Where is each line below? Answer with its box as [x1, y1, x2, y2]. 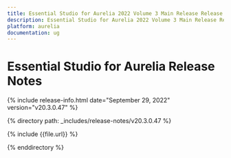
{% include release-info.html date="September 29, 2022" [7, 96, 170, 104]
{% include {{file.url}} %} [7, 130, 78, 138]
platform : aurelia [7, 23, 60, 30]
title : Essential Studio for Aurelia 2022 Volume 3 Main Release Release [7, 10, 223, 17]
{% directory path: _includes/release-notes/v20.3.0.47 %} [7, 117, 172, 125]
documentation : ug [7, 29, 60, 36]
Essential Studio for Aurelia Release [7, 59, 215, 74]
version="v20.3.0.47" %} [7, 104, 78, 112]
